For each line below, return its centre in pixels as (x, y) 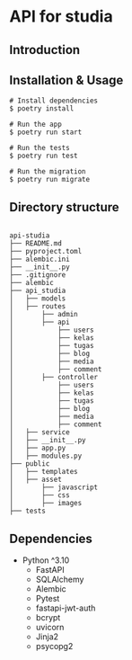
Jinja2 (47, 637)
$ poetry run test (44, 156)
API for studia (62, 17)
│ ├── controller (54, 378)
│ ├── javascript (54, 487)
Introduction (45, 50)
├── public (30, 464)
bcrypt (48, 618)
